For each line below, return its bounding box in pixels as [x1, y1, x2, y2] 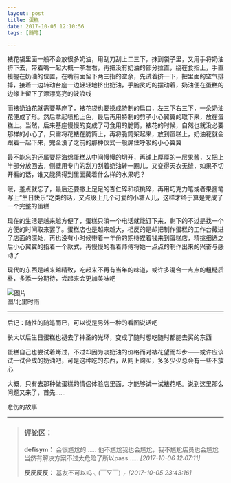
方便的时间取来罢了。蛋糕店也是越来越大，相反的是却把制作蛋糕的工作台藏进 [7, 225, 224, 234]
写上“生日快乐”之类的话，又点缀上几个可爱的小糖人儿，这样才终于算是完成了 [7, 193, 223, 202]
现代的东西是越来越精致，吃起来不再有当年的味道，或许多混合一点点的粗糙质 [7, 266, 224, 274]
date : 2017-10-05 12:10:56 [7, 23, 85, 30]
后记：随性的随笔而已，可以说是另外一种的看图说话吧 [7, 319, 158, 327]
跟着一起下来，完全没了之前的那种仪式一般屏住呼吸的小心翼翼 [7, 138, 182, 147]
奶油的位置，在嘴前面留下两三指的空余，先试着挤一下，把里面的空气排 [25, 72, 224, 80]
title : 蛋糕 [7, 17, 39, 23]
